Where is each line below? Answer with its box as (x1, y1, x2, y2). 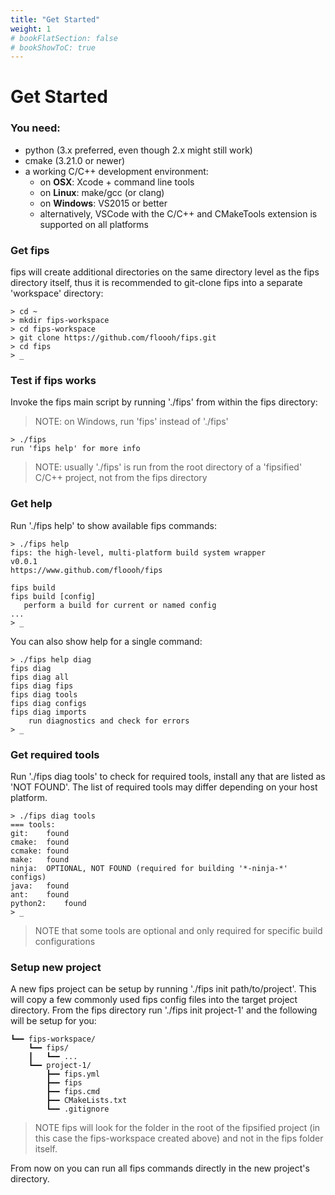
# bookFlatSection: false (10, 33, 118, 43)
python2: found (10, 898, 87, 908)
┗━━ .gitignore (46, 1104, 110, 1115)
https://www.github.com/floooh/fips (10, 565, 163, 575)
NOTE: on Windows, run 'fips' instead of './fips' (34, 416, 229, 428)
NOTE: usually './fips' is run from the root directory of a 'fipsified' (34, 461, 303, 473)
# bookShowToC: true (10, 42, 97, 53)
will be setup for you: (10, 1015, 97, 1027)
